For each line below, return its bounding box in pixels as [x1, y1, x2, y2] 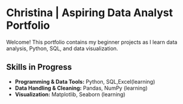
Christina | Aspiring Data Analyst [6, 6, 173, 20]
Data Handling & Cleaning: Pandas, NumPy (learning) [14, 84, 148, 91]
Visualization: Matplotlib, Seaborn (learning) [14, 90, 126, 98]
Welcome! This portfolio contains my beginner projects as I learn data [6, 38, 178, 45]
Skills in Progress [6, 62, 72, 72]
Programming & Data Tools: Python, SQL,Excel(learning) [14, 78, 155, 85]
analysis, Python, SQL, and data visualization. [6, 45, 118, 52]
